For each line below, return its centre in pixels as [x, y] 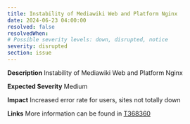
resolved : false [31, 27]
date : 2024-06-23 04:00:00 [47, 20]
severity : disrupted [38, 46]
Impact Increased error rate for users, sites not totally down [94, 99]
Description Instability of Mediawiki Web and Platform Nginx [95, 73]
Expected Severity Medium [47, 86]
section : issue [30, 53]
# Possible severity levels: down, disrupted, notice [88, 40]
